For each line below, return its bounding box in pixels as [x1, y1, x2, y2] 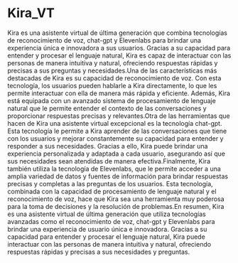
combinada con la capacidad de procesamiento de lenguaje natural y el [7, 187, 217, 195]
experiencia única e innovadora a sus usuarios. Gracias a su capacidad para [7, 43, 231, 52]
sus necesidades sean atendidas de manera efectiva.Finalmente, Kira [7, 156, 211, 165]
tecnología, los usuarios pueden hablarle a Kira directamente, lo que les [7, 81, 217, 90]
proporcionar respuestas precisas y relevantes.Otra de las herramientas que [7, 112, 230, 120]
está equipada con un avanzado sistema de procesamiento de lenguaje [7, 96, 217, 104]
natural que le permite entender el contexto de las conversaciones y [7, 104, 207, 112]
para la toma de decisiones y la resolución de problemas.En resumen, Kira [7, 202, 225, 210]
